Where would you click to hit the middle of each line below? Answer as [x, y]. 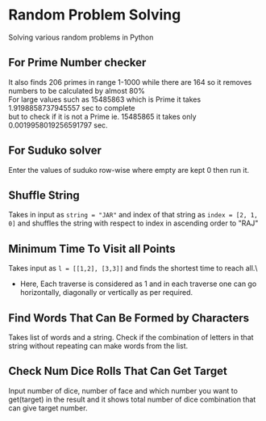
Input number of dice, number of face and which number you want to [123, 390]
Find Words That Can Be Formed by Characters [129, 318]
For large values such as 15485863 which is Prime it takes [105, 99]
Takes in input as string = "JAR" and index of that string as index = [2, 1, [133, 215]
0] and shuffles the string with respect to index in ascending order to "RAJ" [133, 223]
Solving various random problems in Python [81, 37]
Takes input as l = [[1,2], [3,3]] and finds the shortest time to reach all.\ [133, 268]
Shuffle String [44, 195]
